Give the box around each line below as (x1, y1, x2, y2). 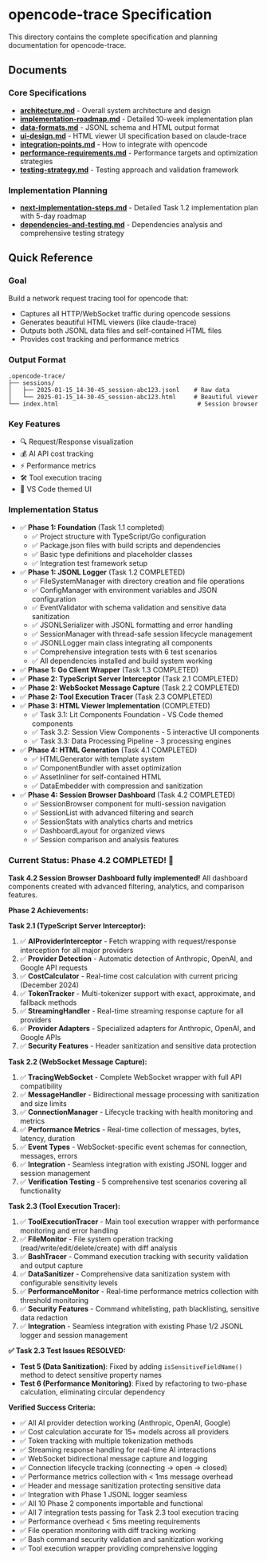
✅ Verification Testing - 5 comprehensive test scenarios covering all (19, 1177, 247, 1186)
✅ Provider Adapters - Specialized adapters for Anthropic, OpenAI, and (19, 1023, 257, 1033)
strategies (19, 156, 53, 166)
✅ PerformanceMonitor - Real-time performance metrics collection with (19, 1286, 259, 1296)
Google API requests (19, 963, 88, 972)
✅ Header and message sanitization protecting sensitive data (19, 1481, 222, 1490)
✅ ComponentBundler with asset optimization (31, 763, 182, 772)
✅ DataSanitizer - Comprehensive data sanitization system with (19, 1269, 230, 1278)
